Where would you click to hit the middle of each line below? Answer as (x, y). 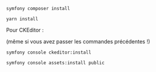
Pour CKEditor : (25, 30)
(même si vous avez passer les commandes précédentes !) (78, 41)
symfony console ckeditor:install (49, 52)
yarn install (22, 19)
